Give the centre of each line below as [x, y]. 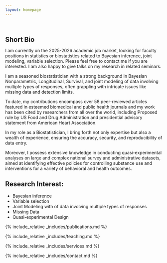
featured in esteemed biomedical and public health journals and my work [80, 107]
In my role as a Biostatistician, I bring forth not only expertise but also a [78, 132]
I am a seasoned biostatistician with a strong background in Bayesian [76, 76]
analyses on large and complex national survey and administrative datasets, [83, 158]
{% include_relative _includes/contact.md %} [52, 256]
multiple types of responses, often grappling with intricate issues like [76, 86]
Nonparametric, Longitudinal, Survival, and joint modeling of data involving [82, 81]
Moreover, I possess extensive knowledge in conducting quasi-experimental [83, 152]
